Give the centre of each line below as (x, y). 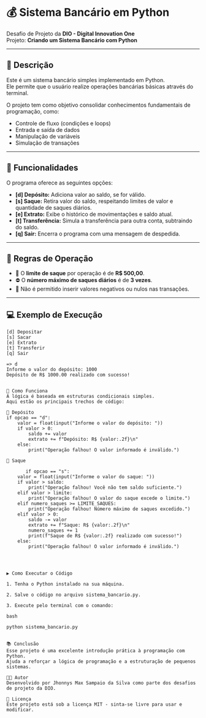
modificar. (20, 710)
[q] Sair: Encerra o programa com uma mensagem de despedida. (98, 234)
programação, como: (33, 111)
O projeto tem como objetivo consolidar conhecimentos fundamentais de (99, 105)
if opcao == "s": (48, 472)
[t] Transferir (26, 348)
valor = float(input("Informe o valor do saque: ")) (86, 477)
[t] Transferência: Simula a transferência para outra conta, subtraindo (104, 220)
